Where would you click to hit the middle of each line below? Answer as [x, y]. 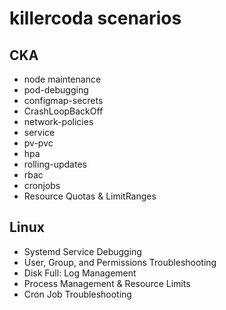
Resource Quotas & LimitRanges [90, 196]
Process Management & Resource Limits [107, 283]
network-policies [58, 121]
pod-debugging [56, 90]
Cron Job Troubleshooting [77, 294]
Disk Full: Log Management [80, 273]
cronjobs [42, 185]
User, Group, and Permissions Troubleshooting [120, 262]
